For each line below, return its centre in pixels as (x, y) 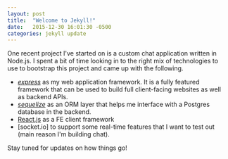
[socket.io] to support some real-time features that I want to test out (116, 127)
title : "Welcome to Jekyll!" (52, 20)
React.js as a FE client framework (66, 120)
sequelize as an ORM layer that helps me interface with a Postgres (113, 104)
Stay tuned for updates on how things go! (68, 148)
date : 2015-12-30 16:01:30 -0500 (59, 27)
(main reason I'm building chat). (64, 134)
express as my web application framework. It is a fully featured (108, 82)
